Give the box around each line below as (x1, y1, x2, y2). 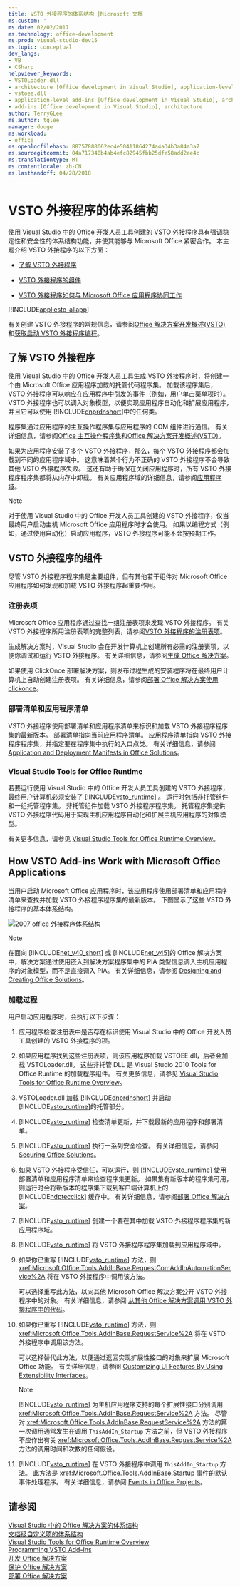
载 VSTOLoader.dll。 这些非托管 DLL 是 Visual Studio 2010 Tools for (18, 1061, 216, 1069)
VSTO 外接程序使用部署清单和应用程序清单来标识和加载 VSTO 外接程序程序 (8, 721, 229, 730)
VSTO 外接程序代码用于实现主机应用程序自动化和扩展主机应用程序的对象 (8, 810, 220, 819)
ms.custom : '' (8, 17, 51, 24)
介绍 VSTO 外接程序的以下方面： (14, 245, 110, 254)
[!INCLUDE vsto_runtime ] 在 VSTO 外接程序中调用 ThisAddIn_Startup (18, 1460, 219, 1469)
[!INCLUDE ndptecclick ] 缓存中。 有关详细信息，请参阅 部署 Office (18, 1193, 209, 1201)
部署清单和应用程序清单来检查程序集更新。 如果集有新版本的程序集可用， (18, 1175, 233, 1183)
